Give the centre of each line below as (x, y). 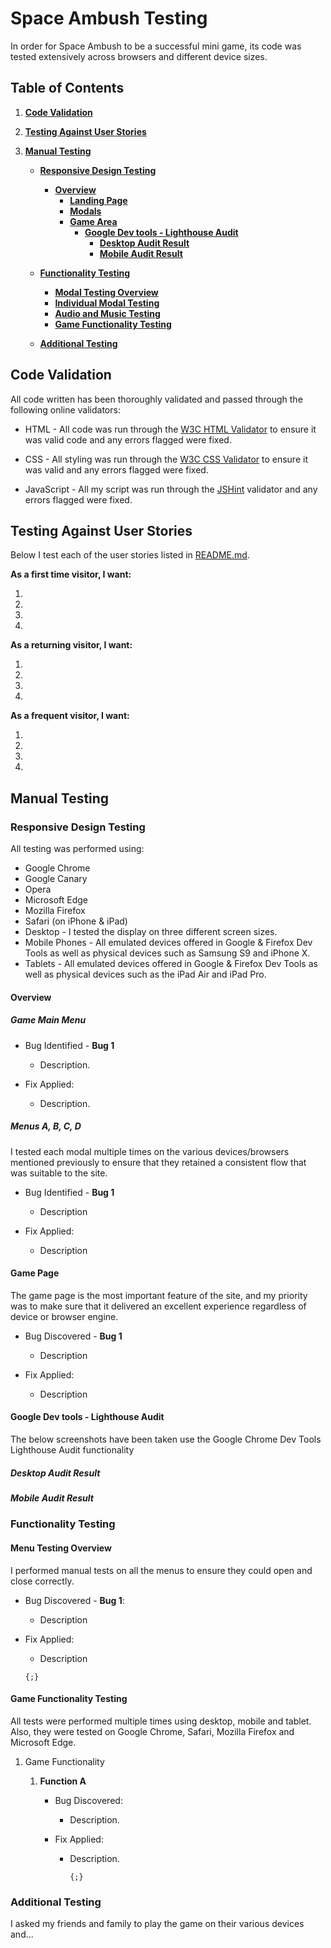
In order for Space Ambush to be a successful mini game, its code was (156, 46)
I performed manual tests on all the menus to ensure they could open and (161, 1570)
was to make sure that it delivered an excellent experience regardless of (158, 1306)
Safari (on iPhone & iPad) (76, 921)
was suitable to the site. (59, 1173)
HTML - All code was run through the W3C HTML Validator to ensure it (170, 429)
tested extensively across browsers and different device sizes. (139, 56)
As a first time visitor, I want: (71, 574)
